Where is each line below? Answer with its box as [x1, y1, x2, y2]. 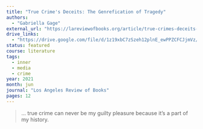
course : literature [6, 48, 56, 54]
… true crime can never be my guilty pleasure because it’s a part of [21, 109, 188, 116]
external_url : [6, 25, 42, 32]
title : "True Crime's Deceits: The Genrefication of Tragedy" [6, 8, 166, 15]
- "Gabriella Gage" [11, 20, 61, 26]
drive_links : [6, 31, 39, 37]
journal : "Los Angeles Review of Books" [6, 87, 110, 93]
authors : [6, 14, 28, 20]
